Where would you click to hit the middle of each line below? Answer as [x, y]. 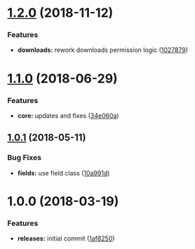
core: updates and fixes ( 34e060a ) [68, 115]
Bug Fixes [25, 158]
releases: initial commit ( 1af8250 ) [66, 238]
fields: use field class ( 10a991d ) [63, 173]
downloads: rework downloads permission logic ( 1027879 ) [102, 50]
